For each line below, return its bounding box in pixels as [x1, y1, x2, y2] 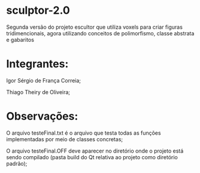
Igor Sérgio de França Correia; [6, 77, 81, 84]
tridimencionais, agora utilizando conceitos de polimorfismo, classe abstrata [6, 29, 195, 37]
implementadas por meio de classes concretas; [6, 135, 123, 142]
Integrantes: [6, 57, 69, 71]
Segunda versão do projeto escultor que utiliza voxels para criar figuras [6, 23, 183, 31]
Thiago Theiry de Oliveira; [6, 88, 71, 96]
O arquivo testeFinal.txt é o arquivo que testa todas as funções [6, 129, 161, 136]
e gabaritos [6, 36, 35, 43]
